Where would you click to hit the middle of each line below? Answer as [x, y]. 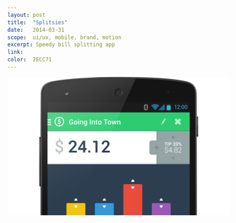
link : [15, 52]
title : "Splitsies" [38, 22]
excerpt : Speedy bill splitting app [61, 45]
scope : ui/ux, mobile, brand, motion [64, 37]
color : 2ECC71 [30, 60]
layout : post [26, 15]
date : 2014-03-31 [36, 30]
